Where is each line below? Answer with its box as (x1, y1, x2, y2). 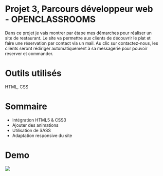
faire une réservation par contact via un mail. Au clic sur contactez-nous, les (5, 40, 158, 46)
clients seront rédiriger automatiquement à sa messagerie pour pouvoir (5, 45, 148, 51)
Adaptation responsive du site (12, 133, 72, 138)
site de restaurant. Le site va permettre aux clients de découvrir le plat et (5, 35, 151, 41)
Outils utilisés (5, 68, 62, 79)
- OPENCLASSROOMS (5, 14, 96, 25)
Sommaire (5, 101, 47, 112)
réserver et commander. (5, 50, 54, 57)
